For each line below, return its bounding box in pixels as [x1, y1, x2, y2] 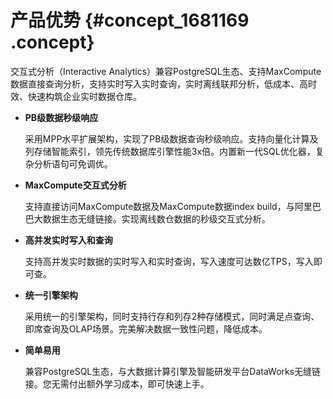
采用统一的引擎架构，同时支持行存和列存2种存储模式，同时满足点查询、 [24, 310, 320, 322]
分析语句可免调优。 [33, 157, 113, 170]
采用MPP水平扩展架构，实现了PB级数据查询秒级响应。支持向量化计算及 [24, 132, 319, 145]
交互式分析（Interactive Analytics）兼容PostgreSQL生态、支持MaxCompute [10, 65, 322, 77]
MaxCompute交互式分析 [24, 179, 127, 191]
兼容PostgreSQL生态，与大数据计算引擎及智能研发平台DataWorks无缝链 [24, 365, 322, 377]
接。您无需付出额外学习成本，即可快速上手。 [24, 377, 210, 390]
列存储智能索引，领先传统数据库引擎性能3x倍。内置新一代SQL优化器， [24, 145, 316, 157]
